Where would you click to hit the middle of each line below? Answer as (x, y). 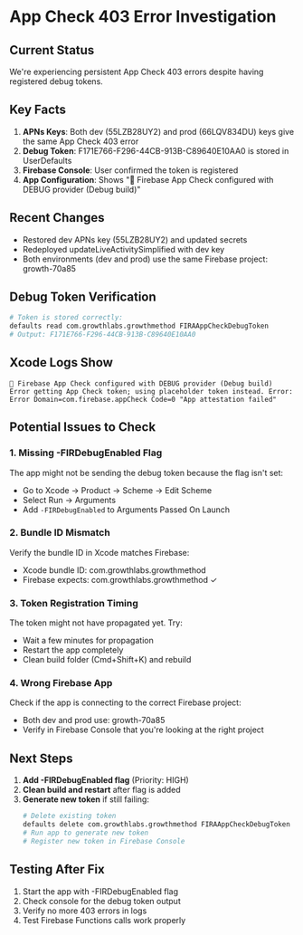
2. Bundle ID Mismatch (60, 533)
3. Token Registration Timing (74, 603)
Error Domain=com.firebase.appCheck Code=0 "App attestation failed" (143, 399)
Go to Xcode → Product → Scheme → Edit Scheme (117, 490)
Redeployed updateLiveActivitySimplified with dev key (123, 249)
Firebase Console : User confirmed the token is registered (130, 170)
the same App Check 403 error (80, 141)
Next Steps (41, 758)
